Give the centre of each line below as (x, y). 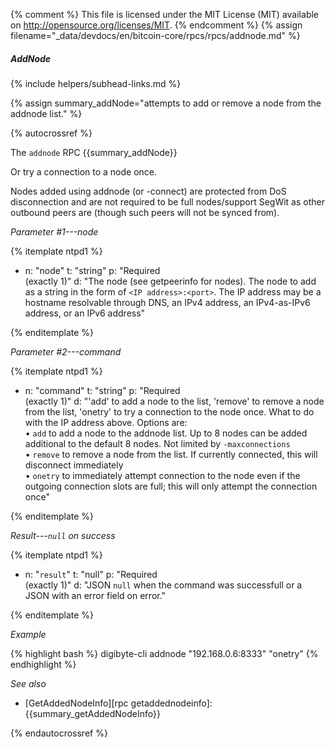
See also (28, 683)
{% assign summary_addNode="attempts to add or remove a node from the (166, 103)
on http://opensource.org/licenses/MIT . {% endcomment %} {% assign (156, 25)
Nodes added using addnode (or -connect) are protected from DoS (148, 191)
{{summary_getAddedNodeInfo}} (92, 713)
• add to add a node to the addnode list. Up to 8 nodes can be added (166, 433)
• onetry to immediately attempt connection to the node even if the (162, 475)
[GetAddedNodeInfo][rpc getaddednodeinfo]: (118, 703)
